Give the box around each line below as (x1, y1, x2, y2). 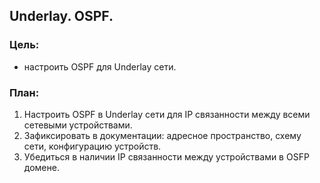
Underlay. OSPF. (9, 8, 114, 25)
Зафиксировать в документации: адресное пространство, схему (23, 129, 302, 141)
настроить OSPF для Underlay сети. (23, 60, 177, 73)
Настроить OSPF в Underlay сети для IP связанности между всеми (23, 108, 311, 120)
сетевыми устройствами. (23, 119, 133, 131)
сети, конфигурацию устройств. (23, 140, 162, 152)
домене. (23, 161, 60, 173)
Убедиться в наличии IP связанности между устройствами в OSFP (23, 150, 310, 163)
